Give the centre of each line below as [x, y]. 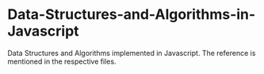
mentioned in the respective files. [62, 61]
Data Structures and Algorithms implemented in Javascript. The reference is [132, 53]
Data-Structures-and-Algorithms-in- [132, 15]
